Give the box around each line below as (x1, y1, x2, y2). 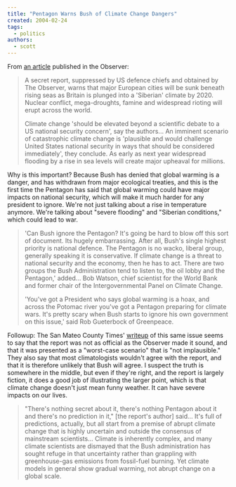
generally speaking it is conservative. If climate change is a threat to (24, 251, 222, 260)
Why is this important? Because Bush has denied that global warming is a (7, 170, 220, 179)
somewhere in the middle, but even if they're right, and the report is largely (7, 369, 224, 377)
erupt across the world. (24, 106, 93, 114)
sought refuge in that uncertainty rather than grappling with (24, 450, 197, 457)
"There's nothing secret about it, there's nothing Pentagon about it (24, 405, 217, 412)
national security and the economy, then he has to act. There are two (24, 259, 225, 267)
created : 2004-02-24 (7, 17, 68, 24)
